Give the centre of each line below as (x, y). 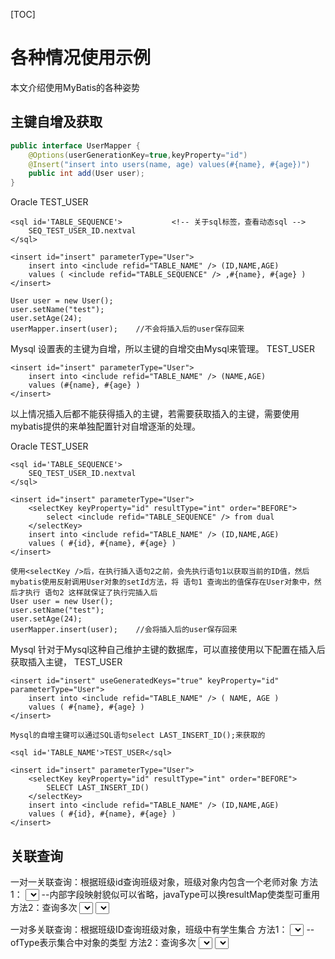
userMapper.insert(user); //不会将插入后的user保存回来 (127, 329)
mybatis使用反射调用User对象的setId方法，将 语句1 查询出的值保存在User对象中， (162, 582)
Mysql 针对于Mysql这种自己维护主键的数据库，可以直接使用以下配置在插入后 (168, 650)
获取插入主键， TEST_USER (66, 662)
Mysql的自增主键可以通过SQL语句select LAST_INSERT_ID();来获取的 (138, 735)
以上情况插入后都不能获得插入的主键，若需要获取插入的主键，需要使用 (155, 414)
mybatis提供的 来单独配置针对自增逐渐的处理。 (105, 426)
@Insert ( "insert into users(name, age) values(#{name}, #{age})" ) (169, 164)
